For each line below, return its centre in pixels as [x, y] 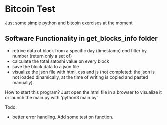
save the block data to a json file [46, 66]
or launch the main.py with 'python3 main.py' [52, 97]
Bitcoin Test [30, 9]
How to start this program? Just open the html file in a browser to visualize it [84, 92]
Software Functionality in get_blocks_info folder [82, 39]
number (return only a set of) [42, 56]
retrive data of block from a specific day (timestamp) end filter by [80, 50]
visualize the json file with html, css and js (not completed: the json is [83, 72]
